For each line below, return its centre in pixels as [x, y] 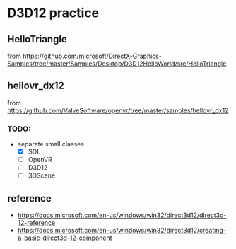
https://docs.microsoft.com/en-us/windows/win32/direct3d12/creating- [122, 231]
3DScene [41, 175]
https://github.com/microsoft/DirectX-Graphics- [92, 56]
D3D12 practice [53, 13]
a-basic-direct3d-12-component [65, 238]
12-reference [36, 223]
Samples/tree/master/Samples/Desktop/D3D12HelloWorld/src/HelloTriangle [117, 64]
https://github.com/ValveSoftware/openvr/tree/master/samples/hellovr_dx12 [118, 110]
